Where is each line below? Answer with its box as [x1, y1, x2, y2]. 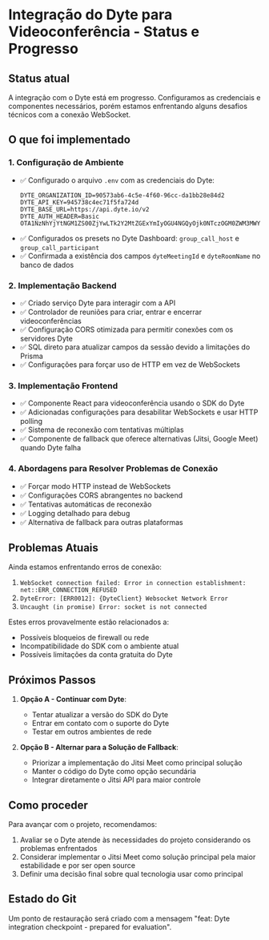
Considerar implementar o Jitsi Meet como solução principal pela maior [19, 852, 256, 862]
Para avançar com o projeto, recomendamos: [8, 820, 158, 829]
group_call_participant [19, 244, 100, 252]
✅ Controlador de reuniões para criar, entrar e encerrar [19, 307, 203, 317]
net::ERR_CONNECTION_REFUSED [19, 587, 118, 595]
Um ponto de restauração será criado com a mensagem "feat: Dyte [8, 914, 231, 923]
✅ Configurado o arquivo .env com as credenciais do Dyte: [19, 175, 215, 185]
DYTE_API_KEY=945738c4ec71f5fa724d [19, 198, 139, 206]
